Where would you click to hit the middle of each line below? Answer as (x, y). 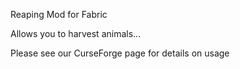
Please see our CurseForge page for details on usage (120, 53)
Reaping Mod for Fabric (59, 14)
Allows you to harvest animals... (76, 33)
